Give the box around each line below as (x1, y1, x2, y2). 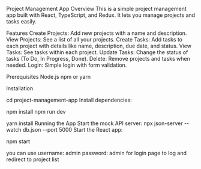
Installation (6, 85, 34, 92)
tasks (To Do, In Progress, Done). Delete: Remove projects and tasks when (6, 55, 190, 62)
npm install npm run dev (6, 108, 66, 115)
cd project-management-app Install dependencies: (6, 96, 132, 103)
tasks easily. (6, 18, 37, 25)
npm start (6, 138, 31, 145)
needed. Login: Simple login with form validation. (6, 61, 127, 69)
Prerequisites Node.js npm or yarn (6, 73, 91, 80)
